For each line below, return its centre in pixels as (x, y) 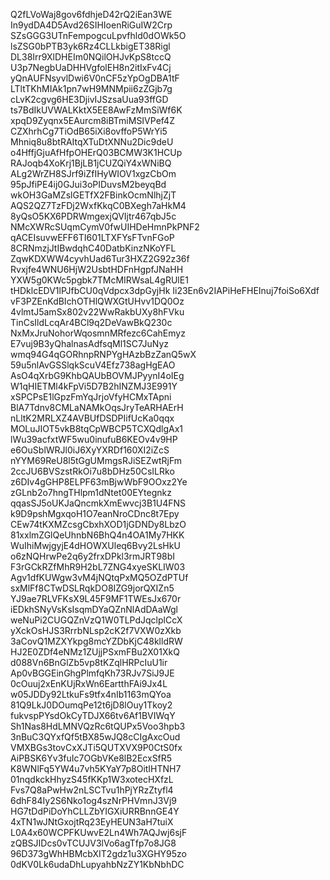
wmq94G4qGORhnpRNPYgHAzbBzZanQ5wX (103, 354)
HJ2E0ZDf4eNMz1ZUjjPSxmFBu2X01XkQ (95, 652)
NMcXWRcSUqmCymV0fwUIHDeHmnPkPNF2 (105, 227)
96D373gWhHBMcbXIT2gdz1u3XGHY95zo (98, 853)
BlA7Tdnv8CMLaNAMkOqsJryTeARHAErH (97, 407)
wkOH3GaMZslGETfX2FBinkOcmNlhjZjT (93, 195)
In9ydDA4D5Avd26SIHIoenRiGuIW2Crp (91, 25)
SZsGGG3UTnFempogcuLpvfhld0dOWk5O (98, 35)
